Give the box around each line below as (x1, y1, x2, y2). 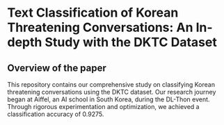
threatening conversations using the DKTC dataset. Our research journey (7, 88, 216, 96)
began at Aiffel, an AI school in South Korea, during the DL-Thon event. (7, 95, 210, 103)
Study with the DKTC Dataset (45, 35, 217, 50)
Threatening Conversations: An (7, 19, 193, 35)
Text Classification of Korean (7, 5, 179, 21)
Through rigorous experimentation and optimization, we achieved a (7, 103, 200, 110)
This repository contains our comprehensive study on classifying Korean (7, 81, 216, 88)
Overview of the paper (7, 62, 106, 74)
